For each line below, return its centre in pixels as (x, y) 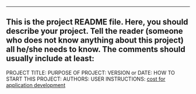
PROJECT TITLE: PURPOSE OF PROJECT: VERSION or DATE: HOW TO (90, 72)
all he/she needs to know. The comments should (96, 49)
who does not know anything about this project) (95, 41)
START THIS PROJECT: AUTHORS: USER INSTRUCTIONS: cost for (86, 79)
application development (36, 85)
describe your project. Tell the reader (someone (94, 31)
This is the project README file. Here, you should (97, 22)
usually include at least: (50, 59)
